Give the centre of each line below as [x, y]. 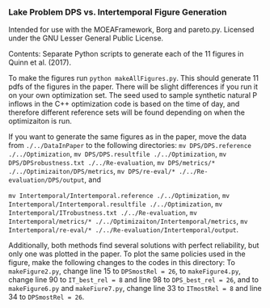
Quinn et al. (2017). [40, 62]
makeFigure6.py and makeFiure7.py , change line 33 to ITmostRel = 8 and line [135, 289]
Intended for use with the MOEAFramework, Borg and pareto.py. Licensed [131, 30]
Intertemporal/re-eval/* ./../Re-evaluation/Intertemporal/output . [124, 230]
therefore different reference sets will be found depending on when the [127, 112]
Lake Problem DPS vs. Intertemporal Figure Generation [118, 12]
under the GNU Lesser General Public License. [86, 38]
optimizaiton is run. [40, 121]
